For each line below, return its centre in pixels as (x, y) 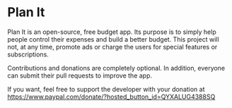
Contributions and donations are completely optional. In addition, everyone (116, 68)
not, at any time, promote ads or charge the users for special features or (112, 47)
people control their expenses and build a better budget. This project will (113, 39)
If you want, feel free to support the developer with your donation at (106, 89)
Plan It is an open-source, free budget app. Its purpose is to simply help (112, 32)
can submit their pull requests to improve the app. (80, 76)
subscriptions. (28, 54)
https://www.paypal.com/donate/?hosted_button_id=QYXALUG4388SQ (111, 97)
